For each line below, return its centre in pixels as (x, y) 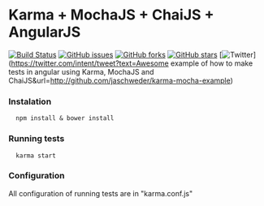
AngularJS (45, 32)
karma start (36, 156)
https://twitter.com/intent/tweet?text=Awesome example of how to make (132, 63)
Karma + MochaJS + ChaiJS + (111, 15)
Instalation (30, 101)
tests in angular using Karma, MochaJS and (81, 71)
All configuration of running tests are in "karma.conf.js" (101, 193)
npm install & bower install (65, 118)
